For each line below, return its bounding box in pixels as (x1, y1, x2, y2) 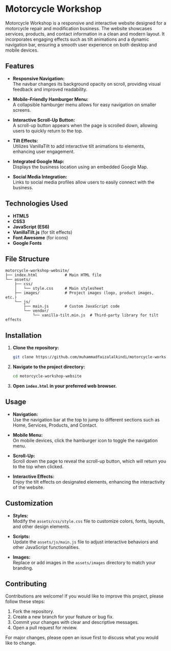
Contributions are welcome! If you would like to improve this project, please (5, 593, 164, 599)
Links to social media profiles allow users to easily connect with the (12, 179, 155, 185)
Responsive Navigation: (12, 75, 65, 82)
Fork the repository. (12, 608, 55, 615)
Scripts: (12, 533, 31, 539)
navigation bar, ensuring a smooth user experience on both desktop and (5, 41, 157, 47)
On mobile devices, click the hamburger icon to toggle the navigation (12, 437, 158, 443)
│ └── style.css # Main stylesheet (14, 286, 104, 291)
